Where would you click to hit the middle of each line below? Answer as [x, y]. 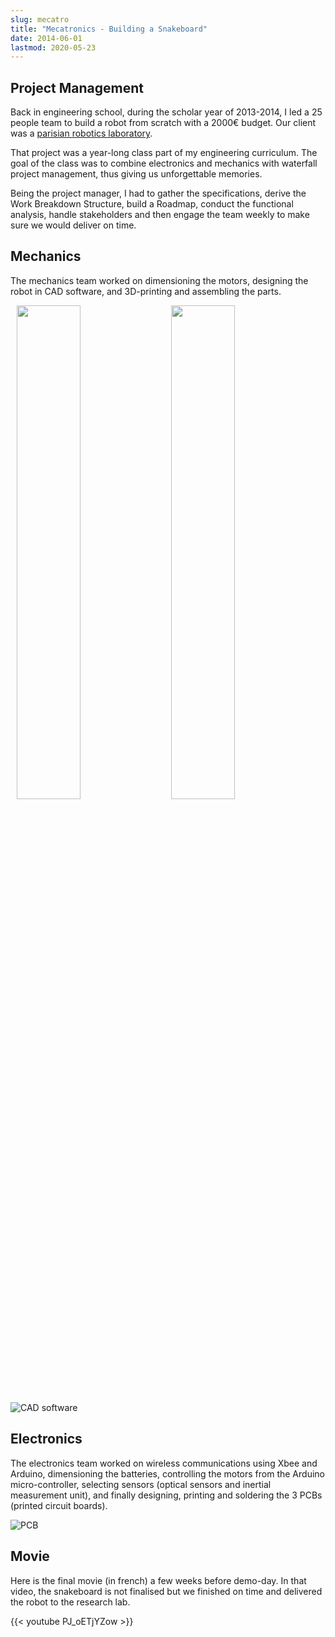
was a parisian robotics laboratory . [81, 133]
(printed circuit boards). [59, 1505]
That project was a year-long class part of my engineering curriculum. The [164, 153]
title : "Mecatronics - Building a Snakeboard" [109, 29]
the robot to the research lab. [70, 1602]
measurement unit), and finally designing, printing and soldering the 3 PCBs [166, 1495]
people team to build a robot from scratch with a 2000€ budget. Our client [163, 123]
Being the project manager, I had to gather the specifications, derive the [158, 193]
